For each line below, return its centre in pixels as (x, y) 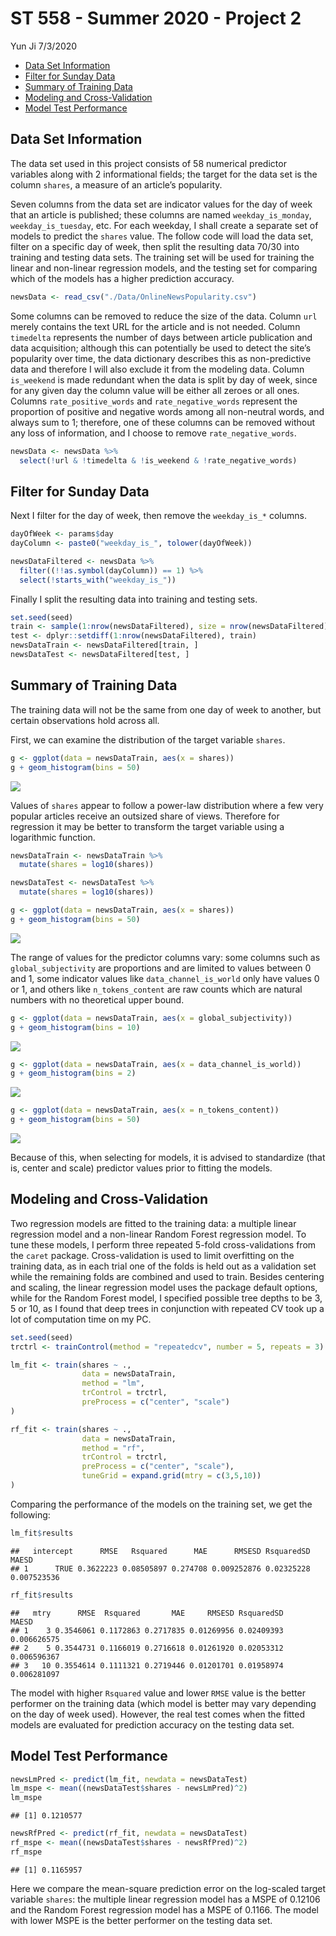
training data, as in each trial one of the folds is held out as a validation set (163, 1266)
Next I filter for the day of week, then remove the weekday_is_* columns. (158, 516)
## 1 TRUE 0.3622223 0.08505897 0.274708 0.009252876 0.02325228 (160, 1568)
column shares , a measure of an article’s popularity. (116, 184)
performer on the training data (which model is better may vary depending (163, 1703)
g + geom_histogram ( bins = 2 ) (73, 1073)
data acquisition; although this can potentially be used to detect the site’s (161, 348)
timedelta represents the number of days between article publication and (161, 337)
